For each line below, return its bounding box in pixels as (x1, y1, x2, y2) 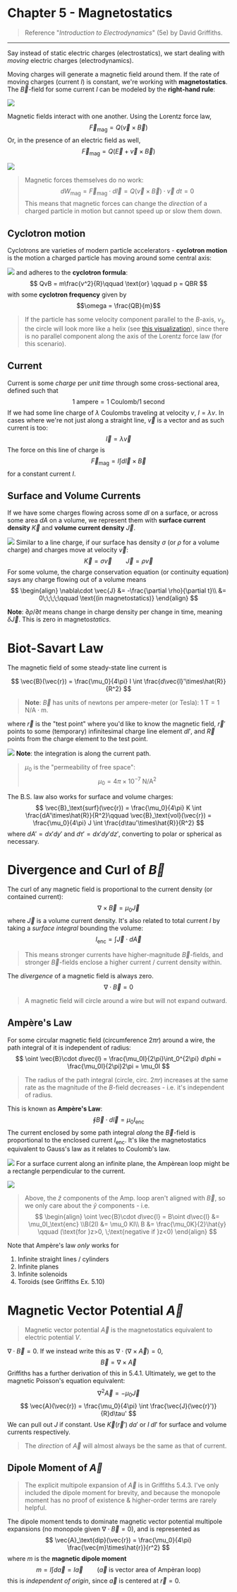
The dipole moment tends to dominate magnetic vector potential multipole (7, 1517, 223, 1525)
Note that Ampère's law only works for (7, 1241, 120, 1250)
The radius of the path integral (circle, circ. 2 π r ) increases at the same (24, 1075, 229, 1084)
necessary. (7, 837, 40, 845)
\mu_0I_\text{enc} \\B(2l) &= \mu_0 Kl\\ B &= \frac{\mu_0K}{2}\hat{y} (28, 1220, 227, 1229)
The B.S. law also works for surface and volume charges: (7, 792, 174, 801)
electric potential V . (24, 1333, 82, 1342)
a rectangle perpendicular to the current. (7, 1167, 126, 1176)
